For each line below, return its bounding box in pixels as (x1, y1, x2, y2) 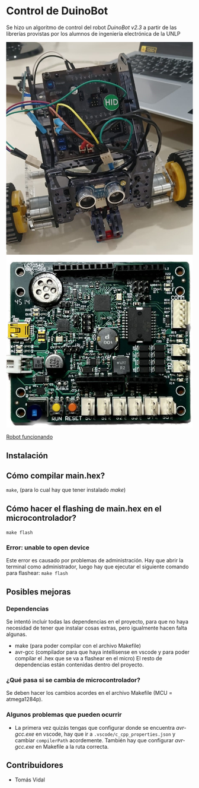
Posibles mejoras (6, 587, 71, 597)
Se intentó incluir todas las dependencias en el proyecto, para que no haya (6, 618, 188, 625)
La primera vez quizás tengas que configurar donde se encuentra (14, 724, 175, 731)
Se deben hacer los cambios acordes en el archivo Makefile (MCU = (6, 689, 173, 697)
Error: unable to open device (6, 543, 90, 552)
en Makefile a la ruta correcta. (35, 743, 109, 750)
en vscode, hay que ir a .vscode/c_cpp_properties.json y (35, 730, 176, 738)
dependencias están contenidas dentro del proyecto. (14, 661, 144, 669)
